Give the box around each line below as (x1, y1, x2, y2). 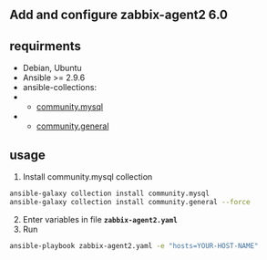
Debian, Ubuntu (22, 63, 82, 74)
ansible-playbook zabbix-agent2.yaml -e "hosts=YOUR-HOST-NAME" (9, 241, 259, 250)
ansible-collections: (22, 82, 98, 93)
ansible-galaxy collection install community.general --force (9, 197, 251, 206)
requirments (9, 38, 82, 54)
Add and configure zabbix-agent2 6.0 (9, 7, 228, 23)
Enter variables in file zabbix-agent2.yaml (22, 213, 178, 224)
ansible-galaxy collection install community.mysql (9, 189, 210, 199)
